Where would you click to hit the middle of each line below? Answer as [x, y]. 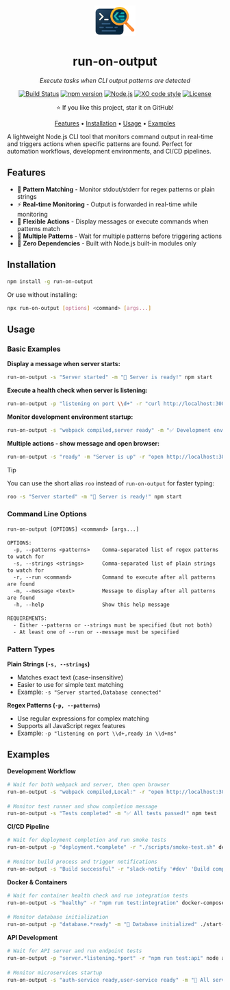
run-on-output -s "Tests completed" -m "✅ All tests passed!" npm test [112, 814]
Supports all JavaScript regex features [71, 726]
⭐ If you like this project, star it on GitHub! [115, 108]
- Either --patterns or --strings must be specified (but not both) [113, 625]
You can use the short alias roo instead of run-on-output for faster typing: [111, 483]
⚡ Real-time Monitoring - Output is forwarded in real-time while [107, 204]
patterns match [38, 228]
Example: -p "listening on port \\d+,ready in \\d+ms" [97, 733]
